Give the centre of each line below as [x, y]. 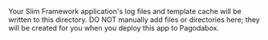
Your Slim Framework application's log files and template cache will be [125, 11]
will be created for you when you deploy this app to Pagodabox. [114, 28]
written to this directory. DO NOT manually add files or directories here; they [134, 20]
